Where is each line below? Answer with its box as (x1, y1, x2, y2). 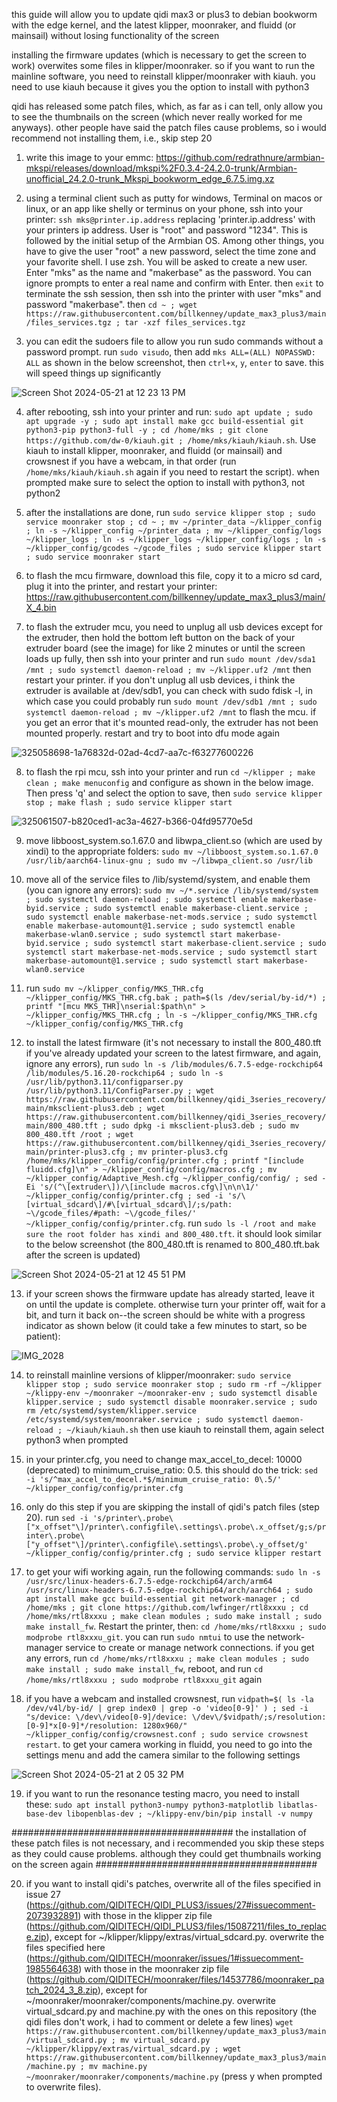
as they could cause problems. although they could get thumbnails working (11, 1848, 322, 1859)
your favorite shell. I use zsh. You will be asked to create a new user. (25, 256, 308, 268)
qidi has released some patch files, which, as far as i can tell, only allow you (11, 100, 324, 112)
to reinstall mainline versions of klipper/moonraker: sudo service (25, 1369, 292, 1381)
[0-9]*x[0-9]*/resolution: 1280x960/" (25, 1721, 188, 1731)
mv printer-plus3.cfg (137, 1147, 228, 1157)
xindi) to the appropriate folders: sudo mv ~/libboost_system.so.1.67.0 (25, 845, 319, 857)
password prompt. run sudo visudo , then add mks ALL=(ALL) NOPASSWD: (25, 346, 317, 358)
